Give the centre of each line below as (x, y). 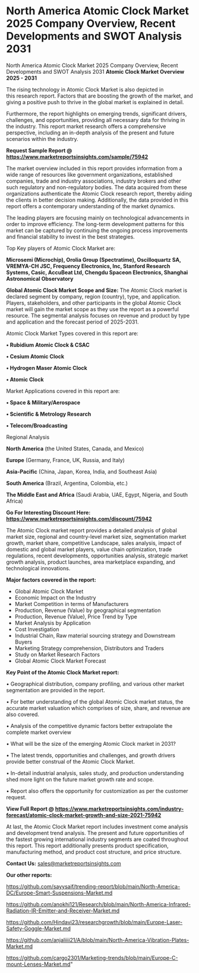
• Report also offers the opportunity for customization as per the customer (97, 791)
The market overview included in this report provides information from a (94, 168)
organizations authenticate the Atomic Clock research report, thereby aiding (99, 193)
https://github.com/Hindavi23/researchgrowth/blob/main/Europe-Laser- (94, 922)
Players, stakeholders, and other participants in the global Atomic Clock (94, 303)
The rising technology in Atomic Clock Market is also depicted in (85, 89)
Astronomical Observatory (40, 278)
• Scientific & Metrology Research (49, 414)
